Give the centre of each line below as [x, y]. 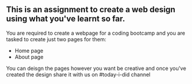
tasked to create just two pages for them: [56, 39]
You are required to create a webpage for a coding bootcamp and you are [96, 33]
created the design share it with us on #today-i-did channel [78, 74]
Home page [29, 51]
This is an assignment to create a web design [91, 10]
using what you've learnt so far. [66, 19]
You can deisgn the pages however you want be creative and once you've [96, 68]
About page [29, 57]
